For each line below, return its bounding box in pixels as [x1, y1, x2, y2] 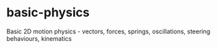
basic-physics [6, 5, 90, 20]
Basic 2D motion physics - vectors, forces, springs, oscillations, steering [6, 27, 211, 35]
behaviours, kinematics [6, 34, 73, 42]
